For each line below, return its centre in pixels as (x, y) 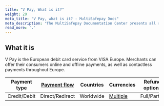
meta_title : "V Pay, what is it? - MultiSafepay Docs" (62, 19)
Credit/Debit (21, 96)
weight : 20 (16, 14)
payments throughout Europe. (35, 69)
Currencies (122, 85)
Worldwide (92, 96)
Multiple (118, 96)
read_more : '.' (20, 28)
